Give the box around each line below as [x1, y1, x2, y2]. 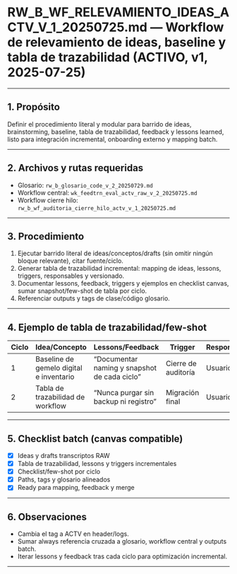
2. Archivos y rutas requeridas [7, 162, 144, 174]
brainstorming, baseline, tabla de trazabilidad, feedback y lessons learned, [7, 127, 224, 136]
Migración [165, 388, 200, 398]
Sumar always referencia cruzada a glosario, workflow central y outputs [17, 537, 227, 546]
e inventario [35, 372, 75, 382]
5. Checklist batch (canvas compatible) [7, 433, 183, 445]
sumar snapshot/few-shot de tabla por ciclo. [17, 287, 147, 295]
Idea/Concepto [35, 342, 87, 352]
